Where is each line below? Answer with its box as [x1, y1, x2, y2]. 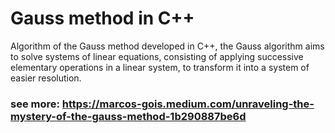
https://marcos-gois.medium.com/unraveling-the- [61, 97, 315, 111]
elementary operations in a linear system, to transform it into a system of [10, 61, 310, 73]
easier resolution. [10, 72, 82, 84]
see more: [10, 97, 60, 111]
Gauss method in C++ [10, 7, 195, 30]
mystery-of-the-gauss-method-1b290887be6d [10, 109, 247, 123]
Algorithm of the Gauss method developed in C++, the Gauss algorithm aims [10, 40, 325, 52]
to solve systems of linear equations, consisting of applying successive [10, 50, 304, 62]
